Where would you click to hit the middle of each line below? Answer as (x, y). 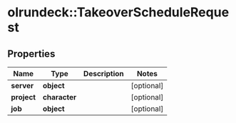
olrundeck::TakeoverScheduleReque (118, 12)
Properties (31, 54)
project (24, 97)
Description (104, 74)
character (60, 97)
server (22, 86)
